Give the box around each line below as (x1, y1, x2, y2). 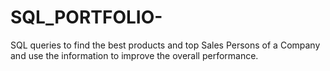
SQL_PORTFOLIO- (10, 6, 163, 29)
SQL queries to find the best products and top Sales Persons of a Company (10, 39, 321, 51)
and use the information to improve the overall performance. (10, 49, 259, 61)
